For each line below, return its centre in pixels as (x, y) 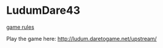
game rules (20, 27)
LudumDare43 (43, 10)
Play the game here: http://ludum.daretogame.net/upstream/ (81, 38)
